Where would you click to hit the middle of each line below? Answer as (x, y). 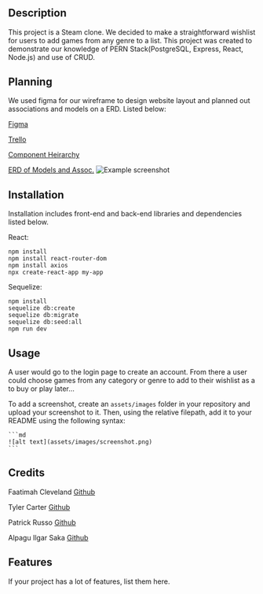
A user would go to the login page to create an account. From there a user (128, 372)
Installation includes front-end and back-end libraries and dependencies (125, 214)
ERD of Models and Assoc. (51, 170)
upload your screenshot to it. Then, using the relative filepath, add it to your (130, 412)
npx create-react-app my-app (56, 273)
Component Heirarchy (44, 155)
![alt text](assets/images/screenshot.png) (80, 442)
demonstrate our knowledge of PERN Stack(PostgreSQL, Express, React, (126, 49)
